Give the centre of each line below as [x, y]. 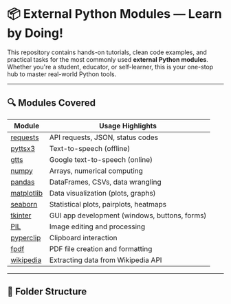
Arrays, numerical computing [96, 171]
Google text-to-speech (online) [101, 159]
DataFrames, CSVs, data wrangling [105, 182]
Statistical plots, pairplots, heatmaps [108, 204]
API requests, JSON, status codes [104, 137]
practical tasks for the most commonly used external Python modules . [108, 59]
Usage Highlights [128, 126]
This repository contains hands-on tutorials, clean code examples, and [107, 52]
